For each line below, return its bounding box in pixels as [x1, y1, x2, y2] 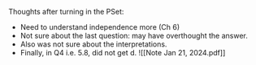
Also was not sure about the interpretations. [20, 39, 167, 49]
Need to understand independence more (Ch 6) [20, 22, 180, 31]
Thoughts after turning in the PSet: [8, 7, 124, 16]
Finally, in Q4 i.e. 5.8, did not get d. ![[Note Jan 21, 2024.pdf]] [20, 48, 226, 57]
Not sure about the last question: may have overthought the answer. [20, 31, 248, 40]
